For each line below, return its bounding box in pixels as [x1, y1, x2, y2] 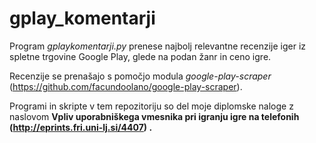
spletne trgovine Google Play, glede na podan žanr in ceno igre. [9, 50, 272, 62]
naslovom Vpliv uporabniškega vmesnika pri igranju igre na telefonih [9, 110, 300, 122]
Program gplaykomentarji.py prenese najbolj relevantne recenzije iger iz [9, 40, 307, 52]
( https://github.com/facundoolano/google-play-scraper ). [9, 80, 243, 92]
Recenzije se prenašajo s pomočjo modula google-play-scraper [9, 70, 272, 82]
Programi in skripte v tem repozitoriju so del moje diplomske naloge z [9, 100, 294, 112]
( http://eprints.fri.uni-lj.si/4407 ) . [9, 121, 153, 133]
